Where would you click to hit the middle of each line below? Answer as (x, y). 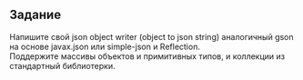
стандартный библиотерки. (62, 65)
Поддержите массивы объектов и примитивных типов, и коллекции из (147, 56)
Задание (35, 15)
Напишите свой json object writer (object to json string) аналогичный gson (151, 36)
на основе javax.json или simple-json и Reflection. (105, 46)
